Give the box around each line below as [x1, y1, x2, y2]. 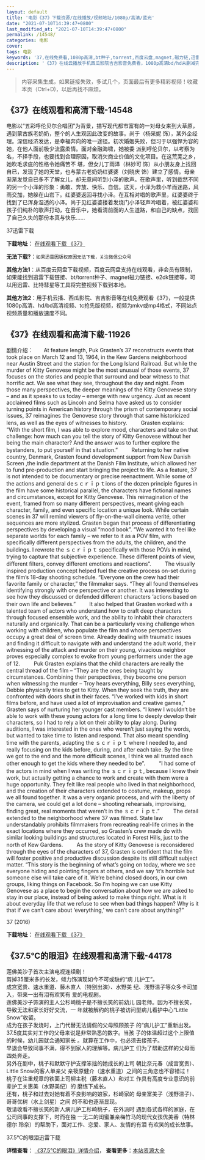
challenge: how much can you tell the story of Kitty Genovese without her [6, 432, 191, 440]
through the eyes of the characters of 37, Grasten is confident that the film [6, 848, 193, 855]
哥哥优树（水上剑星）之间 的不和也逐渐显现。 [6, 1098, 120, 1105]
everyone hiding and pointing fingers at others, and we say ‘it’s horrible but [6, 868, 195, 875]
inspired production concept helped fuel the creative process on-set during [6, 567, 196, 575]
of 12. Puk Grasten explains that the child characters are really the [6, 660, 184, 667]
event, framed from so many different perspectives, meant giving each [6, 500, 184, 508]
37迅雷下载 [6, 227, 35, 234]
